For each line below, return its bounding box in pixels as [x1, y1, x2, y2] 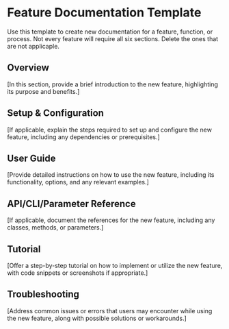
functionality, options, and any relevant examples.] [7, 178, 149, 186]
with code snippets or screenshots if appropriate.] [7, 269, 148, 277]
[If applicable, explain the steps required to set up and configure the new [7, 125, 212, 134]
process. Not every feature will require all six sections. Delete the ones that [7, 34, 219, 42]
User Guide [7, 152, 56, 164]
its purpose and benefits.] [7, 87, 80, 95]
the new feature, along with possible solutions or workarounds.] [7, 314, 187, 322]
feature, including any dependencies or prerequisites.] [7, 132, 161, 141]
